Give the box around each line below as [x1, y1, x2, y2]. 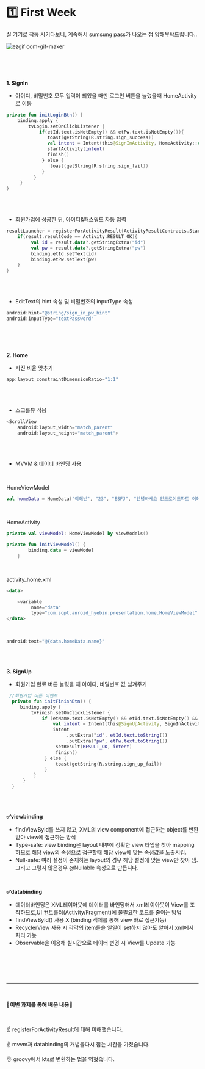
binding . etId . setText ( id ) [31, 250, 97, 257]
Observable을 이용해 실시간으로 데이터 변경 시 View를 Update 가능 [15, 939, 176, 946]
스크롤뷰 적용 [15, 406, 47, 413]
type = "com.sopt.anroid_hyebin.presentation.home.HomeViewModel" [31, 610, 198, 616]
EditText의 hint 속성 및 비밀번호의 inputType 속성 [15, 298, 133, 305]
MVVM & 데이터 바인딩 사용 [15, 460, 82, 468]
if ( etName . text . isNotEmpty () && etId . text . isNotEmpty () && [41, 716, 198, 722]
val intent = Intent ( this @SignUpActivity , [52, 721, 163, 727]
